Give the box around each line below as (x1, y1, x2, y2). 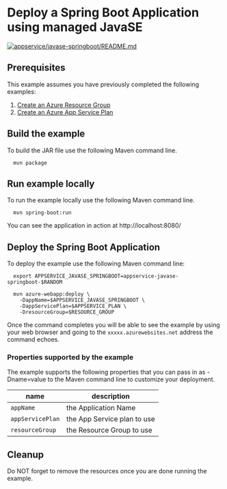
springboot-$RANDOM (7, 279, 63, 286)
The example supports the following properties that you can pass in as (7, 368, 206, 377)
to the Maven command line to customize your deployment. (47, 375, 215, 383)
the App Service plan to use (66, 414, 155, 424)
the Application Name (66, 403, 136, 413)
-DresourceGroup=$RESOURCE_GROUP (19, 309, 115, 316)
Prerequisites (7, 62, 66, 73)
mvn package (13, 159, 48, 166)
